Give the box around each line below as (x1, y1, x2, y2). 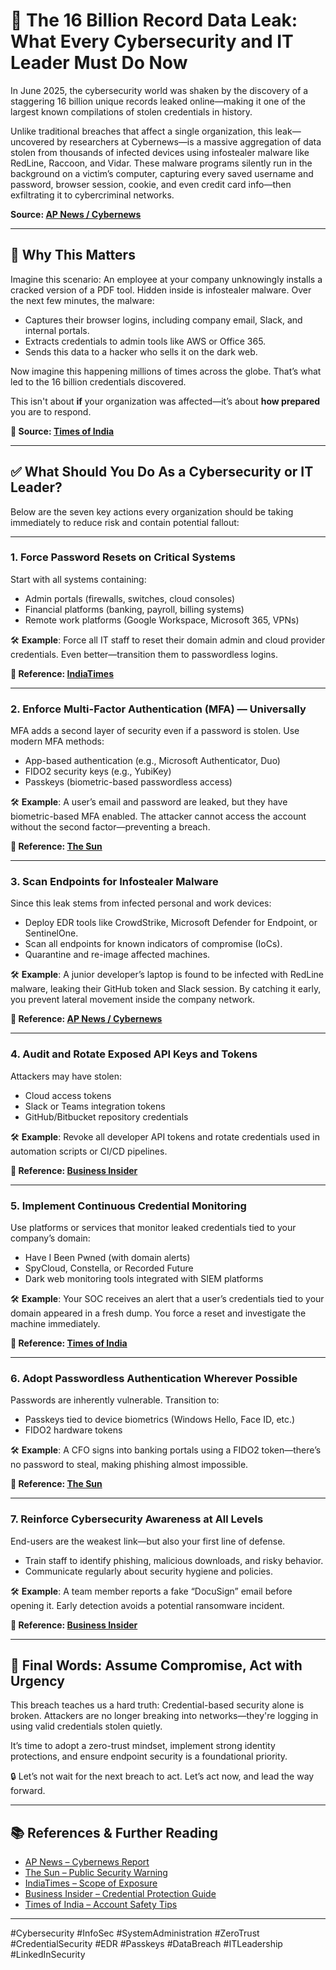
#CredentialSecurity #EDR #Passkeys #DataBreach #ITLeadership (10, 1938, 283, 1950)
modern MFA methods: (10, 735, 105, 748)
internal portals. (24, 324, 90, 336)
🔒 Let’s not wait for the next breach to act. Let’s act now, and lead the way (10, 1770, 315, 1783)
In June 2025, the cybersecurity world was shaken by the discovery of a (10, 84, 309, 96)
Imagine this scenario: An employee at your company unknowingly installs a (10, 273, 323, 285)
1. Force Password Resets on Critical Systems (10, 550, 236, 564)
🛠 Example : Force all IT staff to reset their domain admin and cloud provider (10, 634, 326, 646)
